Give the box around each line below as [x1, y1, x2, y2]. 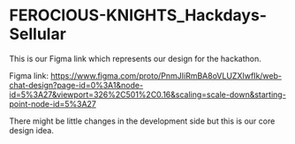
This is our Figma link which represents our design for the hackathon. [9, 53, 262, 64]
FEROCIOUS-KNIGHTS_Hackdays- [9, 5, 268, 26]
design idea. [9, 125, 55, 135]
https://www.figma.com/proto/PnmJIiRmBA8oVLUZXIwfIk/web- [50, 70, 283, 80]
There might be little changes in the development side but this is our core [9, 116, 276, 126]
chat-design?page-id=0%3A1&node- [9, 80, 144, 90]
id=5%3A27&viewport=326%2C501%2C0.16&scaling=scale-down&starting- [9, 89, 287, 100]
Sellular [9, 24, 66, 44]
